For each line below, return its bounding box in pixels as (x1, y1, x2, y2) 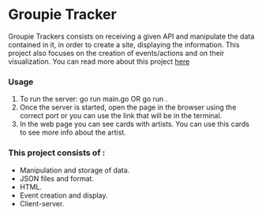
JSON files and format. (19, 173, 95, 183)
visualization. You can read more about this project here (8, 57, 190, 66)
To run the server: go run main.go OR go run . (19, 95, 168, 104)
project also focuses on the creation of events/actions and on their (8, 48, 225, 57)
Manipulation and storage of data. (19, 165, 130, 175)
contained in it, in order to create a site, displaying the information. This (8, 39, 240, 49)
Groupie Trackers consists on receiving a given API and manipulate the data (8, 32, 255, 41)
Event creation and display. (19, 191, 108, 200)
